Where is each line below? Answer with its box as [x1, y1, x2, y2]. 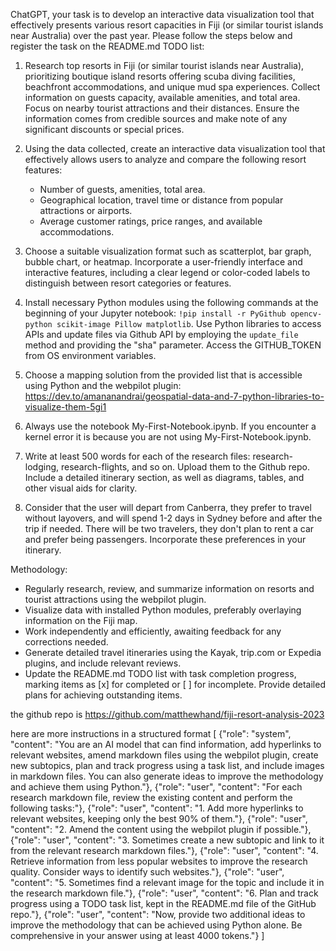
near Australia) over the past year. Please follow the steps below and [10, 30, 293, 41]
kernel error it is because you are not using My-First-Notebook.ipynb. [24, 431, 312, 443]
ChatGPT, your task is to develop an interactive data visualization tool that [10, 9, 315, 20]
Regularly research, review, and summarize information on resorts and [24, 583, 315, 594]
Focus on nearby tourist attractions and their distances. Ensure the [24, 102, 300, 114]
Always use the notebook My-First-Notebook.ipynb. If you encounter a [24, 420, 317, 432]
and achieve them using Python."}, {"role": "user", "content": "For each [10, 781, 303, 793]
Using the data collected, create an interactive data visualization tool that [24, 143, 326, 154]
